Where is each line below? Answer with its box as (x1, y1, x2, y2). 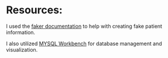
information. (6, 28, 36, 35)
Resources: (6, 3, 63, 17)
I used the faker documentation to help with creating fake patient (6, 23, 163, 30)
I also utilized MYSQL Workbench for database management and (6, 40, 162, 47)
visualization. (6, 46, 38, 53)
